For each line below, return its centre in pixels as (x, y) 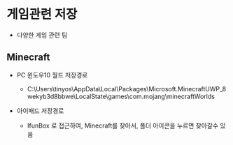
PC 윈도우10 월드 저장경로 (52, 75)
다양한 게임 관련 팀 (42, 35)
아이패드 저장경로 (40, 110)
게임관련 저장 (42, 14)
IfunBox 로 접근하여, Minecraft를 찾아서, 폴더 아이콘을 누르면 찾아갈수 (122, 125)
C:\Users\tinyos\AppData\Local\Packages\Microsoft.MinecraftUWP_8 (127, 89)
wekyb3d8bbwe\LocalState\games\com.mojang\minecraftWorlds (121, 96)
